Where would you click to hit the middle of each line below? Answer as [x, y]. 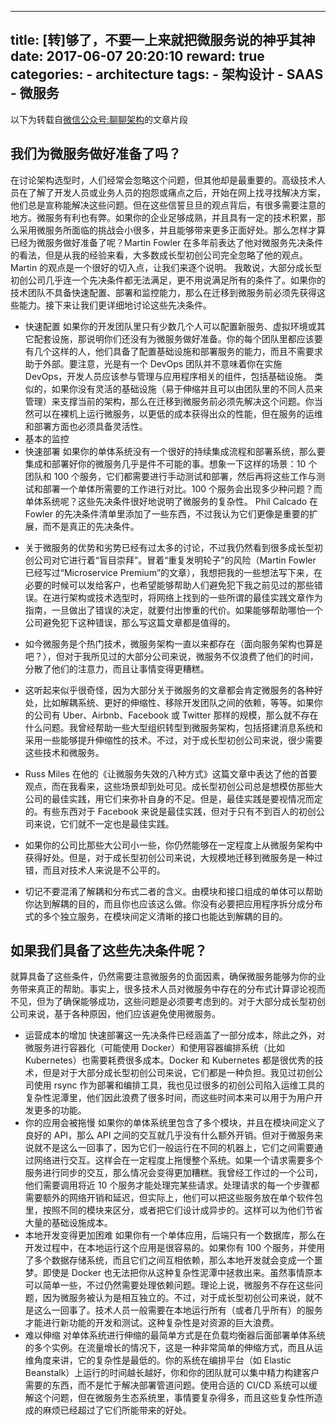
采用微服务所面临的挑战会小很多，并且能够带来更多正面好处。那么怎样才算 [172, 230]
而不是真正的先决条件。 [91, 526]
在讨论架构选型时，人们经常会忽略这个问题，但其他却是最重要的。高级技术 [163, 180]
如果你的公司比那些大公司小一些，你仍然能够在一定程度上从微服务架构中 [173, 845]
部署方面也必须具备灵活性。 [90, 426]
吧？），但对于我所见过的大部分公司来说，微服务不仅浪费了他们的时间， [171, 656]
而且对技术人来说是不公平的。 [104, 870]
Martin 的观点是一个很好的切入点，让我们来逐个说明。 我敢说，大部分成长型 [166, 267]
